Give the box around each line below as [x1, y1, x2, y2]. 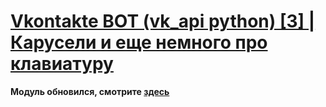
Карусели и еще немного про [10, 31, 268, 54]
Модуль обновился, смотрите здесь [10, 85, 170, 97]
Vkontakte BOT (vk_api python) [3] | [10, 10, 316, 33]
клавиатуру [10, 53, 114, 75]
